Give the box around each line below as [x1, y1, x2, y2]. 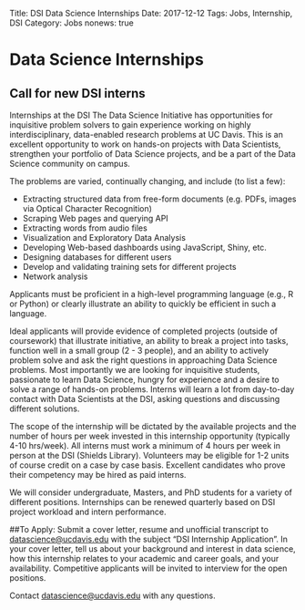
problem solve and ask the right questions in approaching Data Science [9, 355, 278, 366]
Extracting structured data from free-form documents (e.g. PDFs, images [22, 193, 297, 204]
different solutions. [9, 403, 80, 414]
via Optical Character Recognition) [22, 203, 153, 213]
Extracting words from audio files [22, 222, 147, 233]
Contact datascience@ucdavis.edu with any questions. [9, 590, 216, 601]
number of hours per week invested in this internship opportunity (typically [9, 430, 290, 441]
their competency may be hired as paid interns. [9, 470, 187, 480]
